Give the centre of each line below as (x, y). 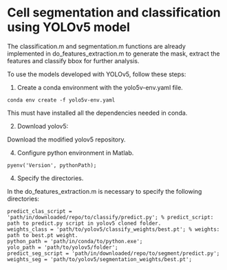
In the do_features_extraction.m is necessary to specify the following (105, 191)
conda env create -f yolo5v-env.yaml (61, 100)
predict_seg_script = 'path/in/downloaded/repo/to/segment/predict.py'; (113, 253)
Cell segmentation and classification (114, 13)
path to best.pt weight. (43, 235)
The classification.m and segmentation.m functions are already (96, 46)
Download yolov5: (43, 126)
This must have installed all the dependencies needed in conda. (97, 113)
